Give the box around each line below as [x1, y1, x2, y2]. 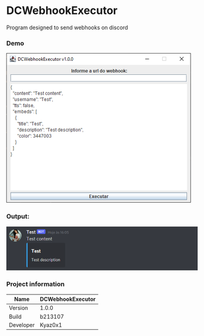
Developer [8, 321, 35, 329]
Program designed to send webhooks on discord [6, 24, 129, 31]
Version [8, 304, 29, 312]
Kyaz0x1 [39, 321, 63, 329]
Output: [6, 212, 30, 221]
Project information [6, 280, 65, 289]
